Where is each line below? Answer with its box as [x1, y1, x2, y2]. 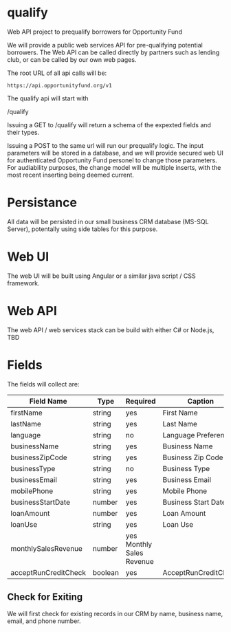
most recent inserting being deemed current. [7, 171, 134, 179]
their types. [7, 128, 40, 136]
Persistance [7, 195, 78, 210]
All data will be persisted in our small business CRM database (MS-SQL [7, 217, 209, 226]
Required [125, 396, 156, 406]
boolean [92, 567, 119, 577]
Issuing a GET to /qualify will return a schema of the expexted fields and [7, 120, 212, 129]
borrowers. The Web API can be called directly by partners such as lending [7, 48, 220, 56]
